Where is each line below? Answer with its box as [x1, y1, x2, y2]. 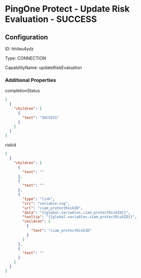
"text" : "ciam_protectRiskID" [30, 228, 92, 233]
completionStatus [5, 88, 40, 94]
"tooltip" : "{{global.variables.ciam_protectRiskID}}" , [22, 214, 137, 219]
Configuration [5, 33, 48, 41]
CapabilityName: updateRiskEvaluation [5, 65, 82, 70]
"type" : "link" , [22, 196, 55, 201]
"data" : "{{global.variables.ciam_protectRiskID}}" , [22, 210, 131, 215]
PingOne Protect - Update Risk [5, 3, 130, 15]
